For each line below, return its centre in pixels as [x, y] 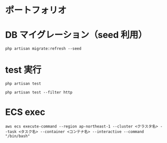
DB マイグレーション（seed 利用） [76, 35]
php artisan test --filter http [39, 92]
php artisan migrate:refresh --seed [43, 49]
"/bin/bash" [17, 136]
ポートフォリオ [36, 10]
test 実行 [23, 70]
